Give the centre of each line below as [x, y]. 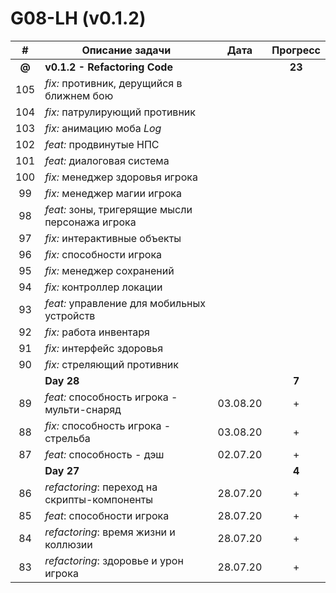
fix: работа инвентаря [97, 332]
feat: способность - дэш [104, 454]
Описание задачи [126, 50]
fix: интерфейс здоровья [104, 348]
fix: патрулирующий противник [120, 112]
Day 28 [62, 380]
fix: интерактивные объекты [113, 238]
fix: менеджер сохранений [109, 270]
